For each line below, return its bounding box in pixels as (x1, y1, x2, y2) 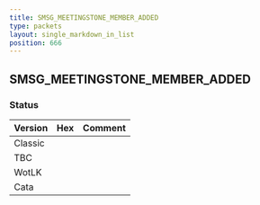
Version (13, 121, 49, 134)
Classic (13, 137, 45, 149)
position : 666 (9, 38, 63, 48)
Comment (82, 121, 126, 134)
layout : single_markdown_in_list (9, 30, 135, 39)
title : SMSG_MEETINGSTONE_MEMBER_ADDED (9, 13, 159, 22)
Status (9, 98, 39, 111)
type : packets (9, 22, 63, 31)
